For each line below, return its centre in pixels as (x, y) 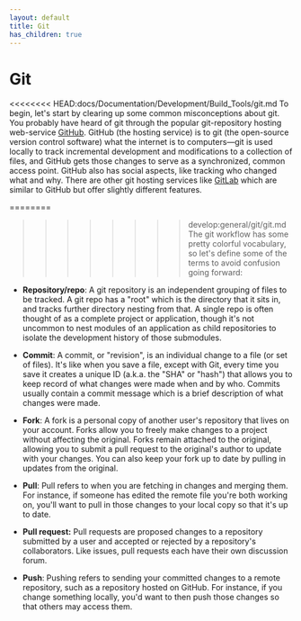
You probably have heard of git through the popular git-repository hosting (146, 123)
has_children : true (46, 34)
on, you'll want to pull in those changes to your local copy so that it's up (155, 505)
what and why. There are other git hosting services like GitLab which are (143, 180)
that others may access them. (77, 607)
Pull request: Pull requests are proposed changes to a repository (142, 532)
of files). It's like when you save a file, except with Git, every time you (150, 364)
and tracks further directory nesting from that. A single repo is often (148, 309)
